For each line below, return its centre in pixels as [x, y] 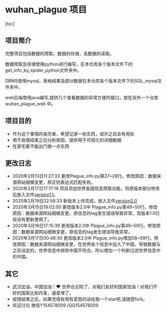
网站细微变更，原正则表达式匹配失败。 [56, 182]
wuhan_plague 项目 [46, 10]
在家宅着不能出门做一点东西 [41, 146]
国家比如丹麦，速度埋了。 [47, 293]
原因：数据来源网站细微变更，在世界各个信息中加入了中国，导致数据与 [88, 244]
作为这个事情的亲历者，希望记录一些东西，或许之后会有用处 [73, 133]
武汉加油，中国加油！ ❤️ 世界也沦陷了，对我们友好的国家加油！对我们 [83, 287]
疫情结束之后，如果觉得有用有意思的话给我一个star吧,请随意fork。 [80, 299]
